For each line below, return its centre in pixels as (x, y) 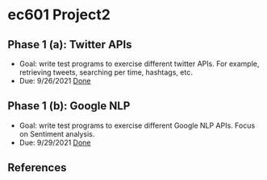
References (37, 168)
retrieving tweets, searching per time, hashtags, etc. (106, 72)
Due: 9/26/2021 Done (55, 81)
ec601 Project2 (59, 15)
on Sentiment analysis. (57, 133)
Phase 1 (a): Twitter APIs (70, 45)
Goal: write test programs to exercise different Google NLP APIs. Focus (137, 125)
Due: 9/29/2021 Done (55, 142)
